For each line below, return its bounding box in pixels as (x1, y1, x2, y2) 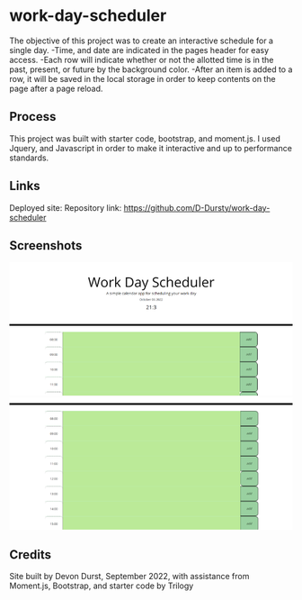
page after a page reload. (9, 83, 103, 94)
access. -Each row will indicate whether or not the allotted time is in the (9, 54, 274, 65)
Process (9, 109, 57, 124)
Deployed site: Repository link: (9, 202, 122, 213)
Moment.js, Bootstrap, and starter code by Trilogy (9, 580, 194, 591)
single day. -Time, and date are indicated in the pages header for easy (9, 44, 270, 55)
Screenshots (9, 238, 83, 253)
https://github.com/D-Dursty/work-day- (123, 202, 271, 213)
